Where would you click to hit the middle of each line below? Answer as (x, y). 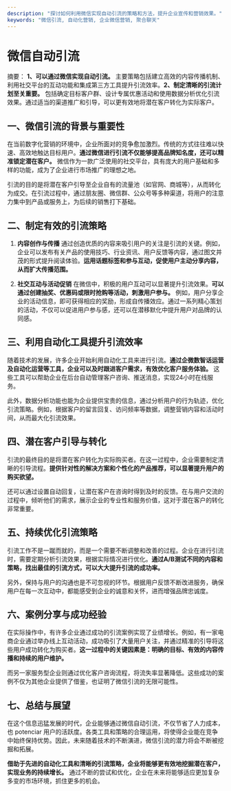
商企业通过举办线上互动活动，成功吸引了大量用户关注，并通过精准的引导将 (112, 641)
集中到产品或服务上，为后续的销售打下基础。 (76, 202)
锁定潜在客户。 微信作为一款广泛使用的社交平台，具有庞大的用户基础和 (113, 161)
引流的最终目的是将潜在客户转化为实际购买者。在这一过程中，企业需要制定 (112, 460)
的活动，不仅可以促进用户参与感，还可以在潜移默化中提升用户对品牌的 (117, 310)
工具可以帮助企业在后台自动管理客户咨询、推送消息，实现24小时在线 (110, 377)
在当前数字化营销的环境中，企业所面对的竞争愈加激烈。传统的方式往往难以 (112, 144)
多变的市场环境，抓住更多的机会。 (55, 781)
